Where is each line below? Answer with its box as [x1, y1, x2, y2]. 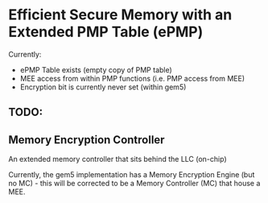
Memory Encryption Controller [8, 133, 165, 147]
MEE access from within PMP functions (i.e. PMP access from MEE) [19, 73, 245, 83]
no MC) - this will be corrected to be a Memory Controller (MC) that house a [8, 179, 261, 188]
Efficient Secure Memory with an [8, 6, 233, 24]
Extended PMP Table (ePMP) [8, 23, 204, 41]
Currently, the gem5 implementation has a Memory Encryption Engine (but [8, 170, 255, 180]
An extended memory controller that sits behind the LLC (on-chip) [8, 155, 227, 164]
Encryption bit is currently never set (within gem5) [19, 82, 187, 92]
